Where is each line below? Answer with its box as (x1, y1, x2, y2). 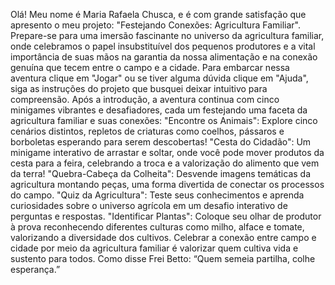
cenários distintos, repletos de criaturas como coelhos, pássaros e (10, 125, 285, 137)
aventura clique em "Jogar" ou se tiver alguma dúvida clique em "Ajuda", (10, 72, 309, 84)
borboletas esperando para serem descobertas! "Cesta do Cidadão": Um (10, 136, 312, 148)
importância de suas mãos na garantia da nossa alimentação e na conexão (10, 51, 318, 63)
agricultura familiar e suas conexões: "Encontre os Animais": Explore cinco (10, 115, 318, 126)
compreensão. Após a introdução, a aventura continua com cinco (10, 94, 280, 105)
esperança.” (10, 264, 61, 275)
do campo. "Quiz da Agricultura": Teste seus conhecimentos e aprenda (10, 189, 305, 201)
